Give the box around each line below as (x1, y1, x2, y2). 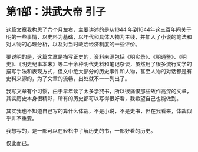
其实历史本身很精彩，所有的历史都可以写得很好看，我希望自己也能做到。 (6, 94, 181, 102)
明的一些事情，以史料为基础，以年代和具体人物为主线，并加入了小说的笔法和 (6, 33, 192, 40)
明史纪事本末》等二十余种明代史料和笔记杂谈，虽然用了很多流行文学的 (21, 60, 192, 67)
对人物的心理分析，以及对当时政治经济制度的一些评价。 (6, 40, 140, 48)
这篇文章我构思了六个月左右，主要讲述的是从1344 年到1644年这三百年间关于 (6, 26, 192, 33)
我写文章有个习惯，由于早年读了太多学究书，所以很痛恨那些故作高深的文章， (6, 87, 192, 94)
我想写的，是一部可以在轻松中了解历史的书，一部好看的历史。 (6, 127, 156, 134)
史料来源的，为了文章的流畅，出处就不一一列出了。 (6, 75, 130, 82)
